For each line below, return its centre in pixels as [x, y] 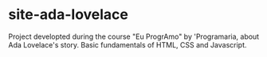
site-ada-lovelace [69, 15]
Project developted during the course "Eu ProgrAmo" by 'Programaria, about [134, 36]
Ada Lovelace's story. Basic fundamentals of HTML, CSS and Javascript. [128, 44]
